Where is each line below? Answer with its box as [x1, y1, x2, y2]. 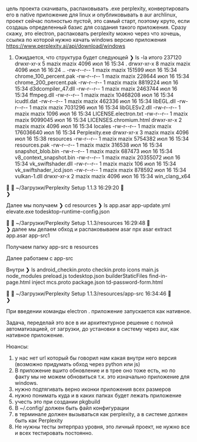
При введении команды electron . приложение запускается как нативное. [6, 308, 192, 314]
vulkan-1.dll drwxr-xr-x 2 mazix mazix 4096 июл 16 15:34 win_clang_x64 [14, 173, 191, 180]
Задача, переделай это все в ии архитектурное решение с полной [6, 319, 173, 326]
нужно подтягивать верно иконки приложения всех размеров [14, 385, 172, 393]
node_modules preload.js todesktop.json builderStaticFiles [6, 272, 148, 279]
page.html [6, 279, 31, 285]
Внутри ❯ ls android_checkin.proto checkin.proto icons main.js [6, 266, 159, 273]
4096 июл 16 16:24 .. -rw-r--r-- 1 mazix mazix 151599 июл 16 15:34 [14, 67, 178, 73]
